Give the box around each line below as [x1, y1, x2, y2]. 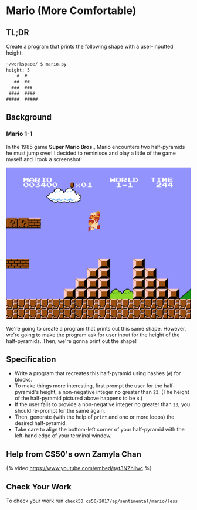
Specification [6, 355, 56, 364]
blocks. [14, 376, 33, 383]
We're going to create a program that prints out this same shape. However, [6, 325, 186, 332]
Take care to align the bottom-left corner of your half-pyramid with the [14, 426, 185, 433]
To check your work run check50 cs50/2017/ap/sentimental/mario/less [6, 497, 178, 505]
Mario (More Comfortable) [6, 4, 137, 18]
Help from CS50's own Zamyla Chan [6, 449, 142, 459]
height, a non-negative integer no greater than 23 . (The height [40, 389, 189, 396]
